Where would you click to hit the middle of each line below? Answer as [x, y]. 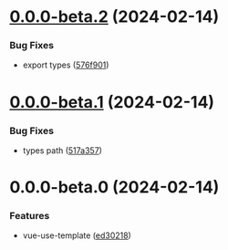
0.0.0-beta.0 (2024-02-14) [114, 187]
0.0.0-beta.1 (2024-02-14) [112, 102]
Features [30, 216]
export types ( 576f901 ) [66, 65]
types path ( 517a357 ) [62, 150]
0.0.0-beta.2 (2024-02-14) [114, 17]
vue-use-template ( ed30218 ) [77, 235]
